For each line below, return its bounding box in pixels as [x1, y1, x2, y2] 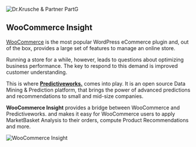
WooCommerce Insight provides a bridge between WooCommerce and [6, 104, 180, 111]
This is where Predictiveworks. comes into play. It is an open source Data [6, 80, 186, 87]
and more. [6, 123, 31, 130]
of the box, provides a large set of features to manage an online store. [6, 44, 175, 51]
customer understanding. [6, 68, 68, 76]
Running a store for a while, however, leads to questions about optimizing [6, 56, 184, 63]
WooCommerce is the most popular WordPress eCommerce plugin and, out [6, 38, 189, 45]
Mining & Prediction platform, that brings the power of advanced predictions [6, 86, 191, 93]
